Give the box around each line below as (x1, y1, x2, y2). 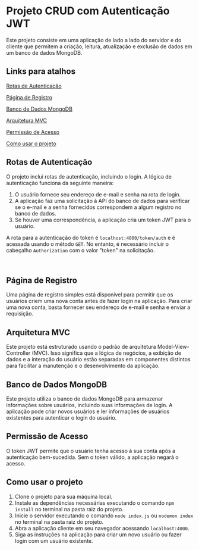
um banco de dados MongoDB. (6, 49, 83, 56)
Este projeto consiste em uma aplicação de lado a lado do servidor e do (6, 36, 182, 43)
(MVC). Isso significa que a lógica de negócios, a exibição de (31, 349, 182, 357)
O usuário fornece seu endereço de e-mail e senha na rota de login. (14, 190, 181, 198)
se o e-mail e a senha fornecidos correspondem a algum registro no (14, 204, 182, 211)
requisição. (6, 310, 34, 317)
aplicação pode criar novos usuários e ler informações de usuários (6, 408, 170, 415)
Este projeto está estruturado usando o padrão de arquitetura (6, 343, 156, 351)
